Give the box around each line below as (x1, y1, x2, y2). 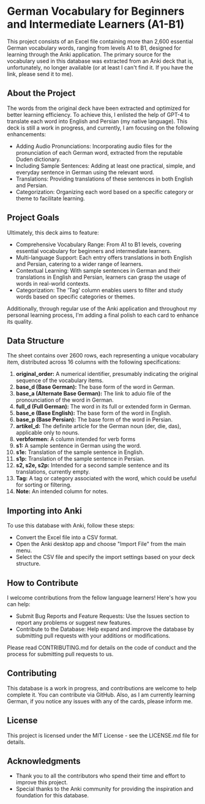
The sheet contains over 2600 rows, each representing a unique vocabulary (7, 352, 199, 359)
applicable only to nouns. (15, 429, 80, 437)
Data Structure (7, 335, 65, 346)
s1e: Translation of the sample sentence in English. (15, 448, 144, 456)
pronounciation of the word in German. (15, 396, 114, 404)
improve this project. (15, 779, 68, 786)
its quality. (7, 318, 33, 325)
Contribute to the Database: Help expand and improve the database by (15, 625, 195, 633)
